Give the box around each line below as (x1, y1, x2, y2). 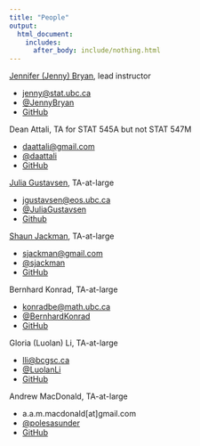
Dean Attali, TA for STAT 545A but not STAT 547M (9, 124, 192, 134)
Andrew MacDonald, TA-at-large (9, 391, 129, 401)
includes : (25, 37, 62, 47)
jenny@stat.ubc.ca (21, 88, 92, 99)
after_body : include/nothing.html (32, 46, 162, 55)
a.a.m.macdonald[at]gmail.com (21, 409, 136, 419)
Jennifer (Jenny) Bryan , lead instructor (9, 70, 151, 81)
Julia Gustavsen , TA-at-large (9, 177, 115, 188)
